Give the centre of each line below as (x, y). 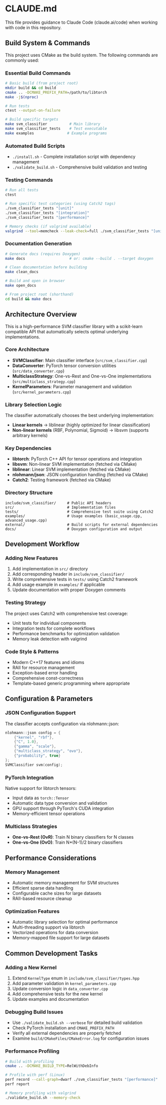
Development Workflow (42, 544)
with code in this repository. (33, 27)
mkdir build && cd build (31, 88)
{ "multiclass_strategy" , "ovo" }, (48, 751)
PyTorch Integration (29, 778)
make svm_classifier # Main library (53, 124)
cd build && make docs (28, 299)
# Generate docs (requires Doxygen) (43, 254)
